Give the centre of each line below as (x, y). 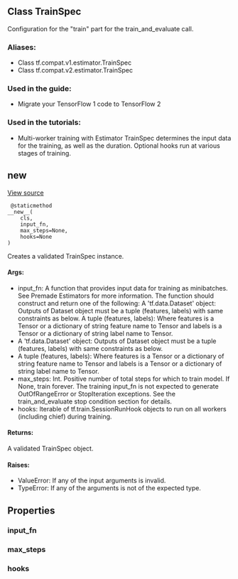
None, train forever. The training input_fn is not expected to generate (118, 386)
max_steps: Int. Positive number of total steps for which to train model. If (124, 379)
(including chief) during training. (65, 416)
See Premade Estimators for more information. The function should (116, 296)
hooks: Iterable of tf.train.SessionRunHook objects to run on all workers (122, 408)
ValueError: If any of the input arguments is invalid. (92, 481)
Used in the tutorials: (44, 122)
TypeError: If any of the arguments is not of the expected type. (109, 488)
